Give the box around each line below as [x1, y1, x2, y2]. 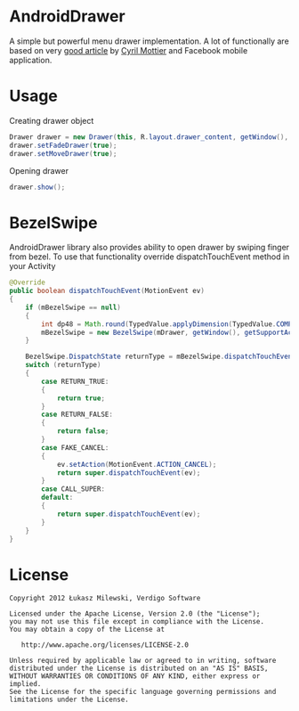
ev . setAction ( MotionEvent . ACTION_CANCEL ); [56, 460, 217, 469]
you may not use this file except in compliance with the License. [9, 617, 265, 626]
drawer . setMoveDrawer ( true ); [9, 149, 117, 158]
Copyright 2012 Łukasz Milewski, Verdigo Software [9, 594, 201, 603]
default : [41, 493, 74, 503]
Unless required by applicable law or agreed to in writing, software [9, 657, 277, 666]
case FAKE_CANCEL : [41, 443, 109, 452]
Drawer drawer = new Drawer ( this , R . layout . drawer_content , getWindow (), [9, 132, 289, 142]
